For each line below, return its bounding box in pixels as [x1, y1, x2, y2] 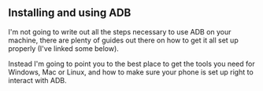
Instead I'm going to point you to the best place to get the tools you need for [8, 59, 255, 68]
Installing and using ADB [8, 6, 131, 20]
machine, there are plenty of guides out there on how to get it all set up [8, 35, 239, 45]
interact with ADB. [8, 75, 67, 85]
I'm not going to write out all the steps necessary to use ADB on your [8, 27, 232, 36]
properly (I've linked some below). [8, 43, 120, 53]
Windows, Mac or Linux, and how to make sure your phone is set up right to [8, 67, 254, 77]
